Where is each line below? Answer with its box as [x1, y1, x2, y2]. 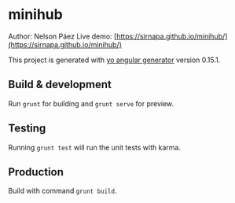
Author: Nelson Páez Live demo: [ [8, 31, 117, 41]
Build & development [8, 78, 112, 91]
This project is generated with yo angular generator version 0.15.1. [8, 55, 221, 65]
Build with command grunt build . [8, 186, 117, 196]
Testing [8, 122, 46, 135]
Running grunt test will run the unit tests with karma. [8, 142, 181, 152]
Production [8, 165, 64, 179]
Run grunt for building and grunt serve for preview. [8, 98, 174, 108]
